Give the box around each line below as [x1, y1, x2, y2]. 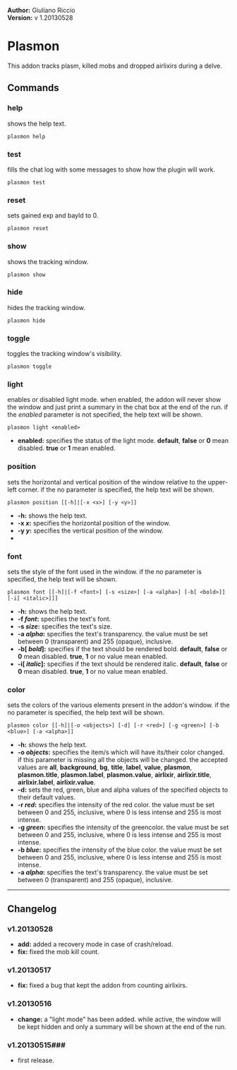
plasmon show [7, 271, 46, 278]
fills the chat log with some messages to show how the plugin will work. [7, 165, 216, 174]
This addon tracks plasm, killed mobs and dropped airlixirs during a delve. [7, 61, 222, 70]
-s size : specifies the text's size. [17, 622, 113, 631]
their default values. [17, 793, 76, 802]
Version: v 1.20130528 [7, 13, 73, 22]
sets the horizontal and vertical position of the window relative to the [7, 477, 207, 486]
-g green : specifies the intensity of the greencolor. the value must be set [17, 823, 229, 832]
